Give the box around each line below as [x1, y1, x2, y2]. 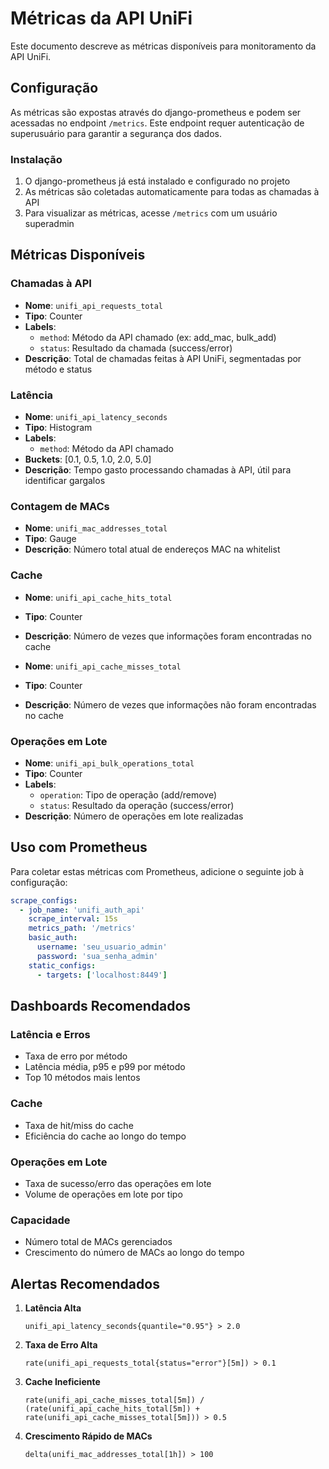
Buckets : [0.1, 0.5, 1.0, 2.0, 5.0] [24, 453, 152, 466]
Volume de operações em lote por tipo [24, 1188, 183, 1200]
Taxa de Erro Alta [24, 1339, 98, 1351]
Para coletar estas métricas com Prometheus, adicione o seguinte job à [10, 865, 305, 877]
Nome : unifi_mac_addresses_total [24, 522, 168, 534]
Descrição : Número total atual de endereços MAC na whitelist [24, 543, 281, 556]
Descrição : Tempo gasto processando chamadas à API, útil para [24, 464, 292, 476]
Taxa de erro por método [24, 1050, 128, 1062]
